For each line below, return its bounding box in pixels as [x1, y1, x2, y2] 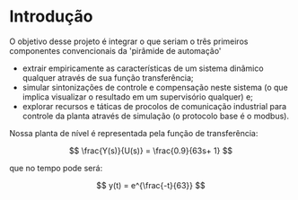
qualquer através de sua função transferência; [22, 72, 195, 83]
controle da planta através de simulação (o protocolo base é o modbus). [22, 110, 290, 121]
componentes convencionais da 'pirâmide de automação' [9, 45, 222, 56]
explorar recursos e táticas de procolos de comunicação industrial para [22, 100, 287, 111]
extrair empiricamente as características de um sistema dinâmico [22, 63, 264, 74]
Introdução [9, 6, 93, 27]
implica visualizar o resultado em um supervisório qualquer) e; [22, 91, 254, 102]
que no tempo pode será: [9, 162, 103, 173]
